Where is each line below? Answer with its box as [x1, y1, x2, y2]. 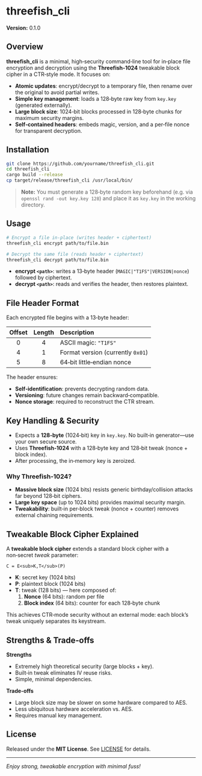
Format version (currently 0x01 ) [60, 348, 148, 357]
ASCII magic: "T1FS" [60, 339, 117, 347]
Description [60, 328, 94, 337]
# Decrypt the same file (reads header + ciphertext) [6, 251, 144, 257]
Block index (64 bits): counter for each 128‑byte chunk [23, 599, 161, 607]
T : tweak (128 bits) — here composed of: [14, 587, 117, 594]
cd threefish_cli [6, 166, 50, 173]
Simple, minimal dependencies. [14, 675, 93, 682]
